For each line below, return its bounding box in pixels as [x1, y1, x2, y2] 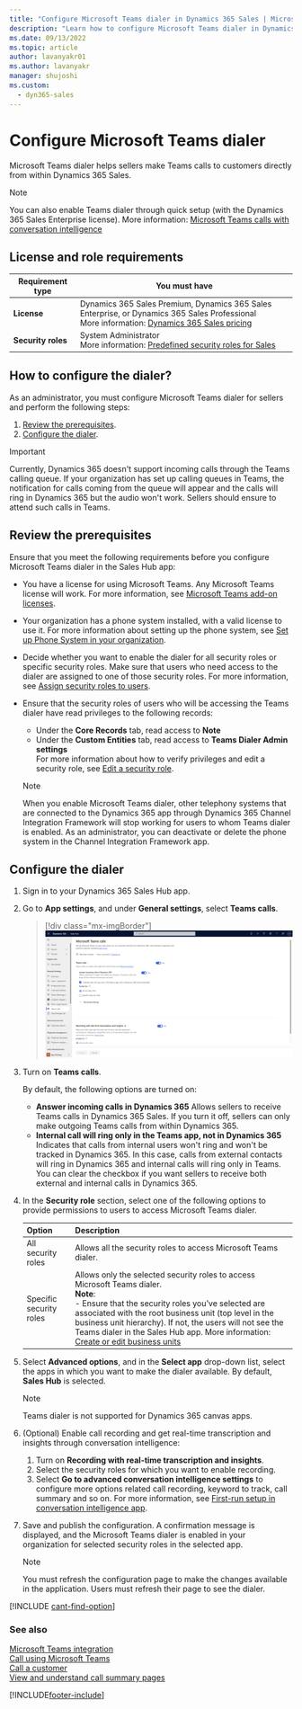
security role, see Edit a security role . [35, 762, 174, 773]
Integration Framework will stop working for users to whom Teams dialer [22, 816, 291, 827]
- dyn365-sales [17, 90, 75, 99]
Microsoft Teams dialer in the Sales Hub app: [9, 561, 176, 572]
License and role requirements [9, 249, 184, 264]
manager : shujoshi [9, 72, 78, 81]
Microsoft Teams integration [9, 1643, 114, 1654]
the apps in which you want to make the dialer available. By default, [22, 1366, 272, 1376]
